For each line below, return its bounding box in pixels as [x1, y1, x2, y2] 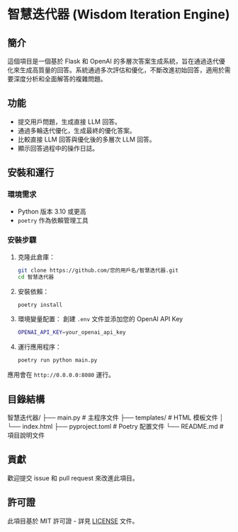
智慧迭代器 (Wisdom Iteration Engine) [7, 6, 230, 23]
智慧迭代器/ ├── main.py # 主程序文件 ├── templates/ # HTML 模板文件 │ [7, 413, 225, 422]
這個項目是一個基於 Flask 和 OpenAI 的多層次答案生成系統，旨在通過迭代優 [7, 57, 225, 65]
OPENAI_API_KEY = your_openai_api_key [17, 329, 126, 336]
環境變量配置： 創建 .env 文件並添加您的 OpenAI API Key [17, 315, 183, 323]
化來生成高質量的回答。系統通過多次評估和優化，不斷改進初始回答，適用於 [7, 66, 225, 74]
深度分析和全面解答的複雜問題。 [13, 75, 107, 83]
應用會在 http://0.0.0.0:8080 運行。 [7, 371, 115, 379]
